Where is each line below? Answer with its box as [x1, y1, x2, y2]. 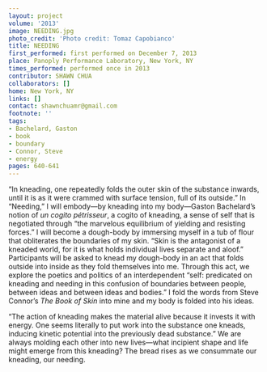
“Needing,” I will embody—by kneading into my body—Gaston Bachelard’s [8, 201, 256, 211]
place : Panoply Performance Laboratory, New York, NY [8, 57, 194, 66]
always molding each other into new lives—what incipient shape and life [8, 337, 248, 348]
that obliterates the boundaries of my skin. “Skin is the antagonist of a [8, 236, 241, 246]
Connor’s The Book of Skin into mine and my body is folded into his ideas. [8, 296, 255, 306]
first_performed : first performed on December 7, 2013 [8, 49, 197, 57]
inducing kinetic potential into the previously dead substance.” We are [8, 329, 241, 339]
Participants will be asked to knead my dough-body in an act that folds [8, 253, 244, 263]
